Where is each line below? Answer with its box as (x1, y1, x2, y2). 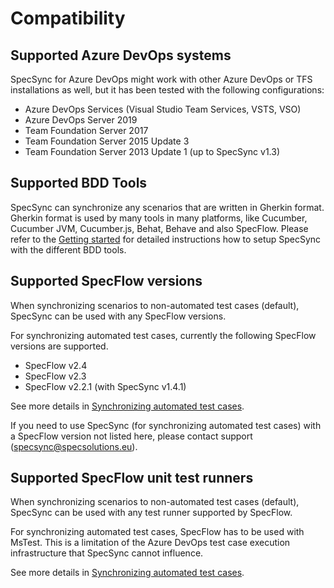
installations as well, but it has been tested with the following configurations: (10, 84, 325, 96)
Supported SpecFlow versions (10, 273, 203, 290)
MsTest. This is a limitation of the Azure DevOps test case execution (10, 537, 291, 549)
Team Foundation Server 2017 (24, 125, 149, 136)
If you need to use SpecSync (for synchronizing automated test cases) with (10, 419, 322, 431)
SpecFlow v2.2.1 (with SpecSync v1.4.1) (24, 380, 187, 392)
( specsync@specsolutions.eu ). (10, 440, 138, 452)
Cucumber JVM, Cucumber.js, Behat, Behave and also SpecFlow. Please (10, 222, 309, 234)
